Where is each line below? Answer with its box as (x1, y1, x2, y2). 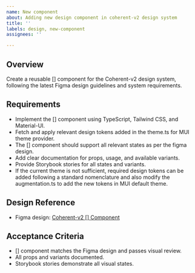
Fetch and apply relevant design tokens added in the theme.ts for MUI (15, 128, 190, 135)
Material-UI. (15, 122, 45, 129)
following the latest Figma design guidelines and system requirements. (6, 81, 182, 89)
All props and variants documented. (15, 254, 105, 261)
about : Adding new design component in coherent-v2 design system (6, 15, 177, 21)
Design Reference (6, 198, 76, 208)
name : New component (6, 8, 59, 15)
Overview (6, 59, 44, 70)
